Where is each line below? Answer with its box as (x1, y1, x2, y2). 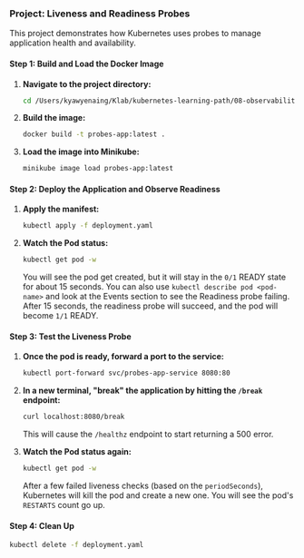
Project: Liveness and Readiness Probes (9, 7, 191, 20)
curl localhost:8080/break (22, 412, 125, 422)
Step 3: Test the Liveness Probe (9, 330, 132, 342)
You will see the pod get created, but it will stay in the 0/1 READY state (22, 271, 287, 283)
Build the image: (22, 113, 86, 123)
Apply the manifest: (22, 203, 100, 215)
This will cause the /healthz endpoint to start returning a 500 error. (22, 429, 274, 440)
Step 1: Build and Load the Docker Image (9, 58, 164, 69)
